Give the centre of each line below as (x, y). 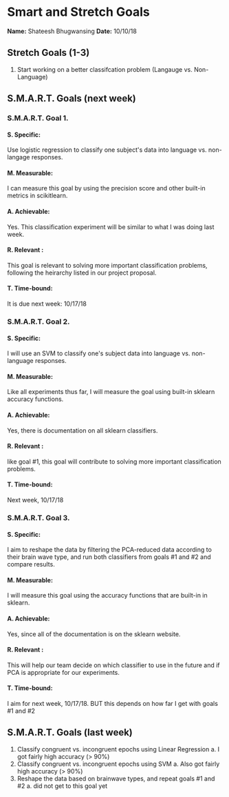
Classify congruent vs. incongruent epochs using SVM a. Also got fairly (118, 764)
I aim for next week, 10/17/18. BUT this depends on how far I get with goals (113, 703)
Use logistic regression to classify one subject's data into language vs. (107, 150)
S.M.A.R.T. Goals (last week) (70, 732)
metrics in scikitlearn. (37, 196)
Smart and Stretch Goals (78, 12)
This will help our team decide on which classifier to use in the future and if (113, 665)
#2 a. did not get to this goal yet (62, 786)
